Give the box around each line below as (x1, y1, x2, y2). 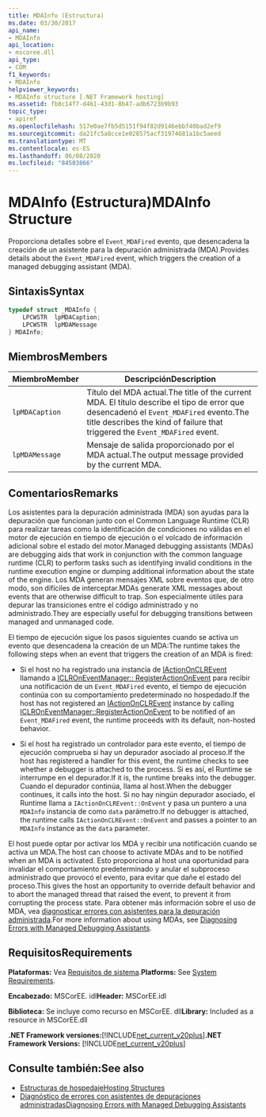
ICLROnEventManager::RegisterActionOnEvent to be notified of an (19, 707, 236, 716)
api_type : (8, 56, 41, 64)
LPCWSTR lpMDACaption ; (22, 313, 101, 322)
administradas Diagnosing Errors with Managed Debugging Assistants (19, 1100, 247, 1109)
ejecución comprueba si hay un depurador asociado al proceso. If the (19, 748, 245, 757)
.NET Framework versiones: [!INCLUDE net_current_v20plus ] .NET (8, 1030, 222, 1040)
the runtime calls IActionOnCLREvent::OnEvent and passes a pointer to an (19, 815, 257, 824)
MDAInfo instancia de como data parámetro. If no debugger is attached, (19, 807, 249, 816)
